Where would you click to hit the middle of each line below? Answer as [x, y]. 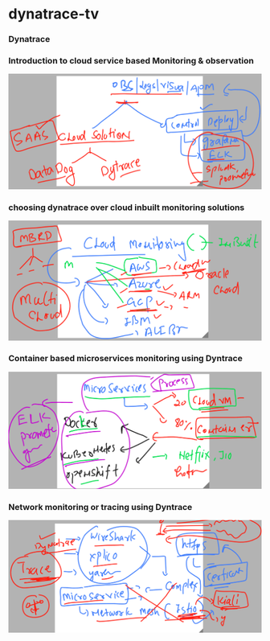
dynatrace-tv [53, 14]
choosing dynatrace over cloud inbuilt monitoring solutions [127, 208]
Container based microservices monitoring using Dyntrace [125, 359]
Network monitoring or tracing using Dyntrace [100, 507]
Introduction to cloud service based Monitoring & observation [131, 61]
